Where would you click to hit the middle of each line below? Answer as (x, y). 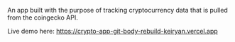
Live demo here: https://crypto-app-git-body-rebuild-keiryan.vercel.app (113, 31)
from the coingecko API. (43, 17)
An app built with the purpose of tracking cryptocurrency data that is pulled (118, 10)
